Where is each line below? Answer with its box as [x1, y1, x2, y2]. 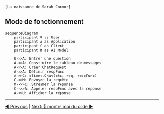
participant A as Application [14, 39, 76, 44]
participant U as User [14, 35, 60, 40]
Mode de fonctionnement [5, 18, 84, 26]
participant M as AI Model [14, 48, 69, 53]
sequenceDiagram [5, 31, 38, 36]
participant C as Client [14, 43, 64, 48]
